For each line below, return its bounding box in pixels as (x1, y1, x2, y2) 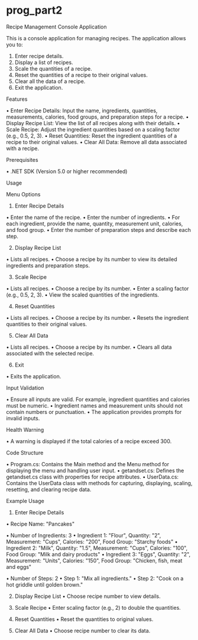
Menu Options (6, 190, 41, 198)
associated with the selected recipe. (6, 349, 95, 356)
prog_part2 (6, 4, 63, 17)
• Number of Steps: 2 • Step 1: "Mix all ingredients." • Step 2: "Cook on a (6, 575, 184, 582)
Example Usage (6, 497, 44, 504)
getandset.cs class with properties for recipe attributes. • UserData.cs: (6, 473, 179, 480)
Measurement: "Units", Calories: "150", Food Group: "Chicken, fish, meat (6, 557, 183, 564)
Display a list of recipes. (14, 59, 73, 66)
